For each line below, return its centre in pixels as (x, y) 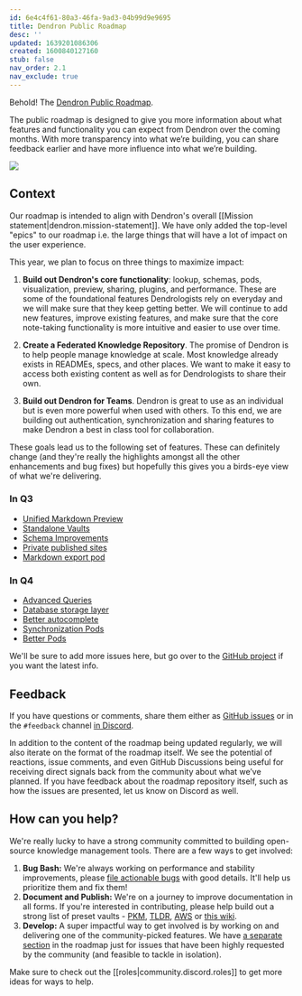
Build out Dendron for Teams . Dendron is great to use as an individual (153, 400)
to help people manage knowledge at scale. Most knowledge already (150, 354)
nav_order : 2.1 (38, 69)
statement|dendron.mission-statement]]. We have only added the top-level (148, 225)
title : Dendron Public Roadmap (68, 26)
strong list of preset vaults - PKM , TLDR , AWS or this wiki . (129, 916)
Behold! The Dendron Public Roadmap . (82, 102)
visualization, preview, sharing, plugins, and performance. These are (149, 289)
